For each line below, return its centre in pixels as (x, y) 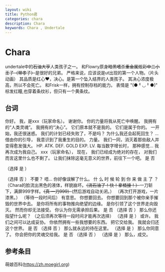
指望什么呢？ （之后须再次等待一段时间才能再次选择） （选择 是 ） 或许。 (79, 216)
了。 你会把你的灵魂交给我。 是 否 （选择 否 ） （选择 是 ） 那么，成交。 (78, 234)
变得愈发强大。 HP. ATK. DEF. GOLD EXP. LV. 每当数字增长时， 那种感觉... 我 (82, 145)
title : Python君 (21, 14)
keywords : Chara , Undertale (35, 28)
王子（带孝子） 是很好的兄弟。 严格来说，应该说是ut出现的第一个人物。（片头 (82, 73)
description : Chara (25, 23)
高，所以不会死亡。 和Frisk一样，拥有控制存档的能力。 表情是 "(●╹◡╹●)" (82, 85)
